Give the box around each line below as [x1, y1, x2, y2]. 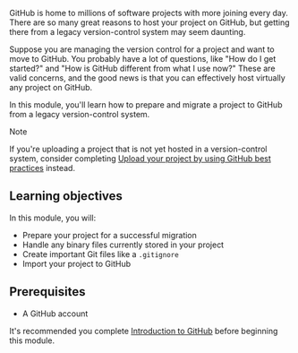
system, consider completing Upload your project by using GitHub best [9, 153, 271, 164]
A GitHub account [21, 308, 89, 319]
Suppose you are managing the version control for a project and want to [9, 44, 275, 55]
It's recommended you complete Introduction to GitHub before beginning [9, 325, 278, 336]
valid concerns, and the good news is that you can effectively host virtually [9, 73, 286, 83]
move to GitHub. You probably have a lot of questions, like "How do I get [9, 54, 277, 64]
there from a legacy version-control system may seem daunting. [9, 27, 246, 37]
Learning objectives [9, 188, 123, 204]
